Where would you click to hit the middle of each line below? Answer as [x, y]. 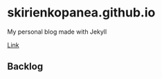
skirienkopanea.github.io [81, 13]
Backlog [25, 67]
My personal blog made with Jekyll [57, 32]
